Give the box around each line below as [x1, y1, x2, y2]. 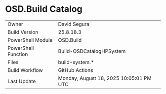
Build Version [7, 29, 39, 35]
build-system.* [58, 59, 94, 65]
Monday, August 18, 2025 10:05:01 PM [58, 75, 152, 82]
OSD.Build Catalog [5, 3, 83, 15]
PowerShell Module [7, 36, 53, 43]
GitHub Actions [58, 66, 93, 73]
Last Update [7, 78, 36, 85]
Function [7, 51, 28, 58]
